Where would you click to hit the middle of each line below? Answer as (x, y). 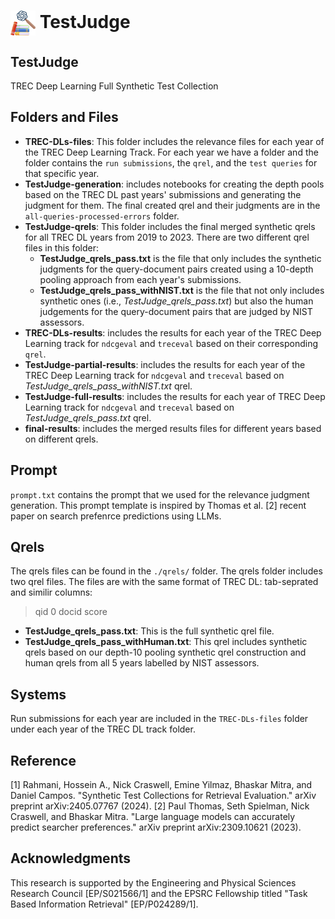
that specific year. (62, 173)
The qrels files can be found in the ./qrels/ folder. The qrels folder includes (166, 571)
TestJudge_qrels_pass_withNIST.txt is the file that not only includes (182, 290)
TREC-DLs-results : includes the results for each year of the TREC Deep (173, 332)
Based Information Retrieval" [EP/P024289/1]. (104, 904)
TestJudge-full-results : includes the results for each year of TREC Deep (175, 396)
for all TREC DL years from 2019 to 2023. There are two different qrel (167, 237)
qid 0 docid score (71, 612)
